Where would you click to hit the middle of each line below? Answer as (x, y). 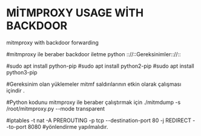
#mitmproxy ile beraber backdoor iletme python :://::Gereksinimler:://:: (94, 54)
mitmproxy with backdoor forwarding (52, 42)
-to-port (16, 126)
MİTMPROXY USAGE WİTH (75, 13)
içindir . (16, 90)
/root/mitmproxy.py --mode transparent (55, 108)
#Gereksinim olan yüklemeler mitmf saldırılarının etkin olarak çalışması (94, 84)
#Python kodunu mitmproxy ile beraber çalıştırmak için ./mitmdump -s (94, 102)
